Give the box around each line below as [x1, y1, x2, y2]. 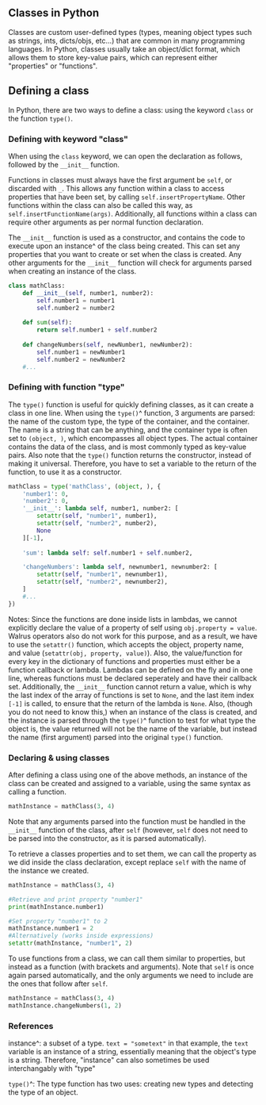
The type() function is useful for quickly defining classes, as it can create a [8, 400, 254, 409]
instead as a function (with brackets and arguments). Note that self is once [8, 962, 255, 972]
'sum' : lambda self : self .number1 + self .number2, [22, 549, 193, 557]
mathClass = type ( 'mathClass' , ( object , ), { [8, 482, 161, 490]
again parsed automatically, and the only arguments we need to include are [8, 971, 253, 980]
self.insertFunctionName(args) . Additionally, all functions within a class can [8, 209, 257, 218]
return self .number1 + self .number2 [36, 326, 158, 334]
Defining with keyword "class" [8, 133, 129, 144]
